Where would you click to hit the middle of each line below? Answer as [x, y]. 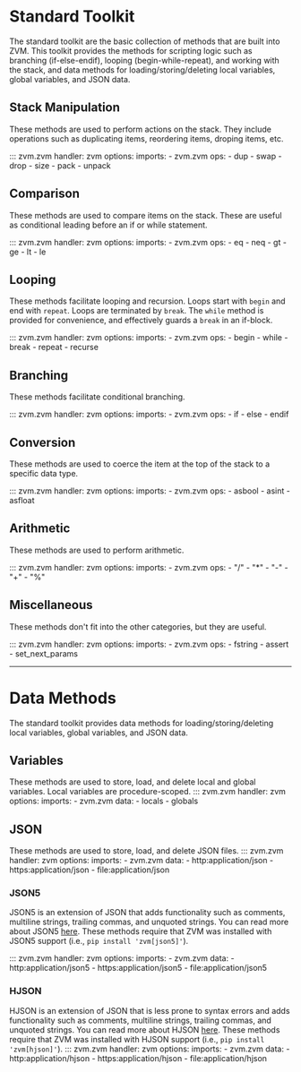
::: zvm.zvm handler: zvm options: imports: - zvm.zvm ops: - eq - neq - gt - [148, 242]
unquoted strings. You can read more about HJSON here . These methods [145, 1029]
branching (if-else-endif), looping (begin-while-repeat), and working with [144, 60]
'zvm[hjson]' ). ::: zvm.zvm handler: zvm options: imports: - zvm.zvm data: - [150, 1049]
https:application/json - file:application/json [90, 870]
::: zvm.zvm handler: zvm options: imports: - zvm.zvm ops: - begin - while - [149, 338]
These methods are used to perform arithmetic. [97, 550]
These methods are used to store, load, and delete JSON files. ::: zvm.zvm [146, 851]
